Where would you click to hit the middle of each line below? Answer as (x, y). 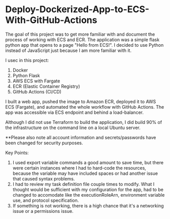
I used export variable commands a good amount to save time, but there (88, 162)
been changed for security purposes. (44, 143)
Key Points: (17, 152)
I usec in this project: (27, 60)
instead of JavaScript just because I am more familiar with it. (69, 50)
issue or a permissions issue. (43, 211)
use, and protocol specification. (46, 200)
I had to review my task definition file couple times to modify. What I (83, 184)
